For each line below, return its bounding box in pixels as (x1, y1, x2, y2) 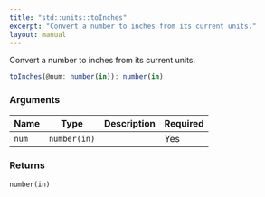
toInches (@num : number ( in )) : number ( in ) (9, 72, 165, 81)
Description (103, 117, 156, 129)
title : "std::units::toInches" (9, 13, 128, 23)
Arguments (9, 94, 61, 107)
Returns (9, 159, 45, 172)
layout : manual (9, 30, 67, 39)
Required (164, 117, 204, 129)
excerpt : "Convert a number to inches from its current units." (9, 22, 257, 31)
